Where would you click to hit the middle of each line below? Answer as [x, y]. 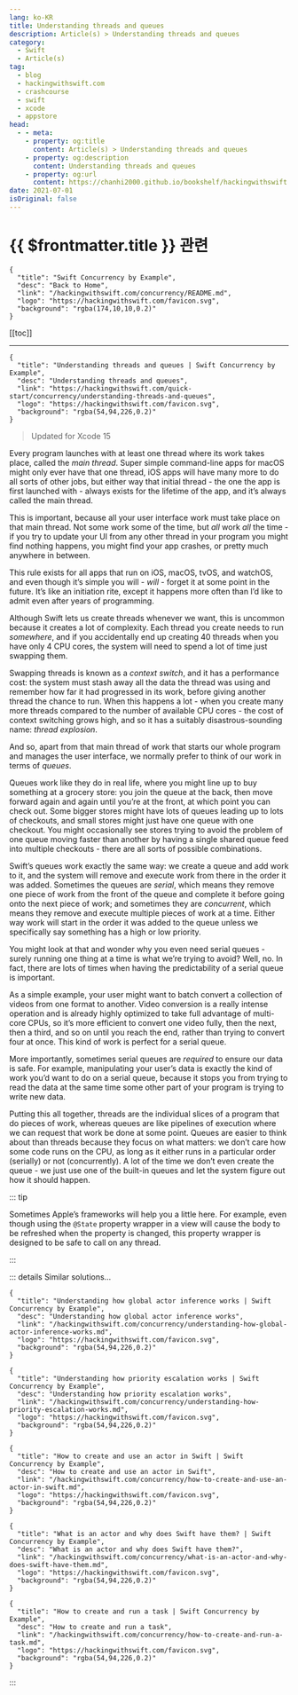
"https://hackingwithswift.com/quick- [120, 388]
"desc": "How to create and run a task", [95, 1627]
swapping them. [39, 655]
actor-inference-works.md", [61, 1332]
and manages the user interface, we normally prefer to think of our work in [145, 756]
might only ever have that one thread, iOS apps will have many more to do [144, 472]
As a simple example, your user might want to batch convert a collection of [146, 994]
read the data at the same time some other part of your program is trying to [146, 1087]
